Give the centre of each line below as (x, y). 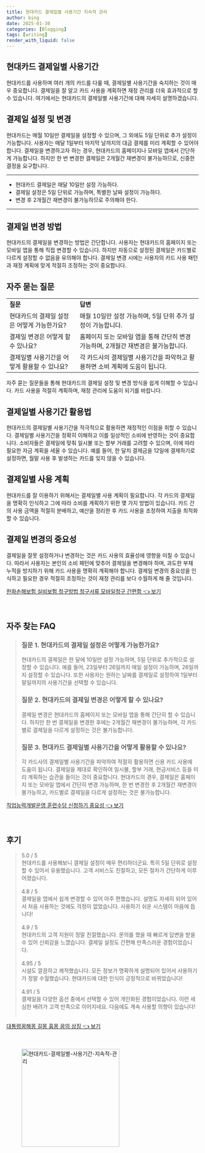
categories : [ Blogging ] (37, 29)
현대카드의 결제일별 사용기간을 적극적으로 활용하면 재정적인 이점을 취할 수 (94, 428)
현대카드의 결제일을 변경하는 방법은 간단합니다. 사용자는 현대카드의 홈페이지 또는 (102, 242)
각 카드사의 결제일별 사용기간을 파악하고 (134, 358)
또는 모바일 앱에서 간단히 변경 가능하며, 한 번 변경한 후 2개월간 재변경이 (112, 784)
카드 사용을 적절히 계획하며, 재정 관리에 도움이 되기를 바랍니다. (88, 391)
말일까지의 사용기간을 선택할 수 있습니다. (69, 683)
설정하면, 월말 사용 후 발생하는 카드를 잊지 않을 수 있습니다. (76, 458)
